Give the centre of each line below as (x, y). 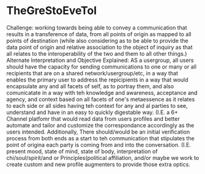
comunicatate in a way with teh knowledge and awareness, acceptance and (102, 93)
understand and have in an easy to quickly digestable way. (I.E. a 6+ (92, 112)
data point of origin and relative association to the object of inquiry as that (99, 47)
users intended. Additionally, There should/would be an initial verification (98, 132)
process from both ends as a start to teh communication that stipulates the (100, 138)
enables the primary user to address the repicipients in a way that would (97, 80)
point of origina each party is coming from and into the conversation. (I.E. (99, 145)
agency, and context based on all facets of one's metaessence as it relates (101, 99)
